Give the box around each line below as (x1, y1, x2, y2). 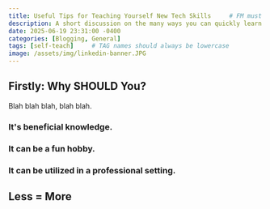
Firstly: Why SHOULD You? (8, 79, 147, 93)
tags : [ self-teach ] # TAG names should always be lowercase (8, 42, 230, 50)
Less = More (8, 190, 73, 203)
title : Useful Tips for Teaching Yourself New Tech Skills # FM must (8, 11, 263, 20)
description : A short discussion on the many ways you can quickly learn (8, 19, 263, 28)
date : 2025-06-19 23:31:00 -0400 (8, 27, 121, 35)
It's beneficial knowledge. (8, 121, 113, 132)
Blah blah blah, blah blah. (8, 100, 92, 110)
